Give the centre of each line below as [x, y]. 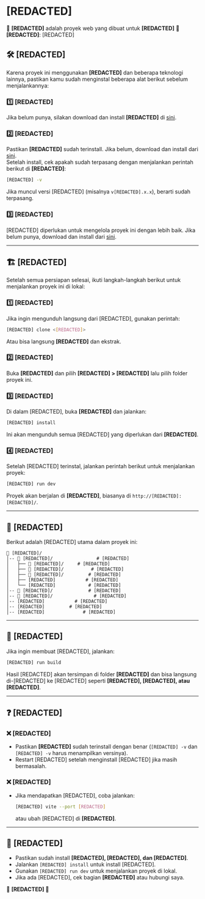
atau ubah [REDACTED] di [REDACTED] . [66, 818]
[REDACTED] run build [34, 662]
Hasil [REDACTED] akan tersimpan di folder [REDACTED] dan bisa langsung [102, 674]
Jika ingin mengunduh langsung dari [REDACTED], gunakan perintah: [93, 318]
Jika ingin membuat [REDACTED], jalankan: [60, 651]
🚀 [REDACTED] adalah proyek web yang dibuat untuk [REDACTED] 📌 [93, 28]
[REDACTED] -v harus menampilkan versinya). [71, 753]
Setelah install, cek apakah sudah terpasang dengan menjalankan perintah [100, 162]
